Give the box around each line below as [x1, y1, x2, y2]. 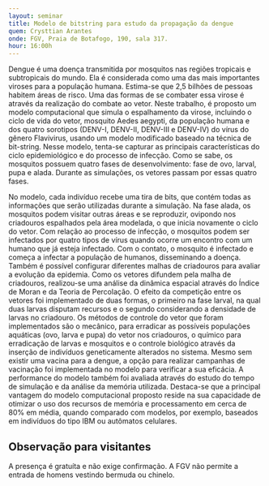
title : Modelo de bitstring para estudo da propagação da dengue [8, 19, 233, 28]
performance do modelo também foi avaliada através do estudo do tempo [8, 373, 255, 383]
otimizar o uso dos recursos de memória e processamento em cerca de [8, 399, 247, 409]
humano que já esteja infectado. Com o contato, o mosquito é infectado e [8, 244, 254, 254]
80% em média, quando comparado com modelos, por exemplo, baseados [8, 407, 258, 418]
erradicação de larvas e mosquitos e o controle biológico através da [8, 338, 236, 349]
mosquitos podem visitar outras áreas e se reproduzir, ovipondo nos [8, 209, 237, 219]
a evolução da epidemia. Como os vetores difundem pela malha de [8, 269, 232, 280]
